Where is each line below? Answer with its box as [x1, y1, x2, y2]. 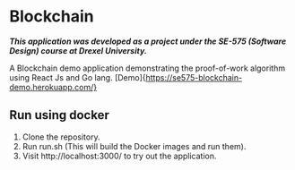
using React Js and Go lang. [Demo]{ [9, 72, 146, 82]
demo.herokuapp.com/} [9, 81, 97, 92]
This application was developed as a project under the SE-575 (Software [9, 36, 287, 47]
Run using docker [9, 107, 109, 123]
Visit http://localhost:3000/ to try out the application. [22, 150, 217, 161]
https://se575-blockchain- [145, 72, 243, 82]
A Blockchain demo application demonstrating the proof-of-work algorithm [9, 63, 285, 73]
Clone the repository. [22, 132, 100, 142]
